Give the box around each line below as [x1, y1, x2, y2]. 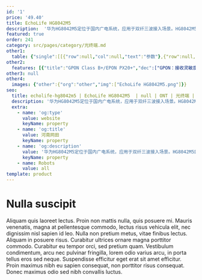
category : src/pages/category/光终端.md [6, 43, 106, 49]
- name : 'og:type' [17, 110, 63, 116]
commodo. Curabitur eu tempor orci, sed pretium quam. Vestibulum [6, 242, 174, 250]
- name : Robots [17, 160, 55, 166]
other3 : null [6, 70, 39, 76]
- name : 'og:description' [17, 143, 82, 149]
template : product [6, 171, 52, 178]
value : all [22, 166, 50, 172]
